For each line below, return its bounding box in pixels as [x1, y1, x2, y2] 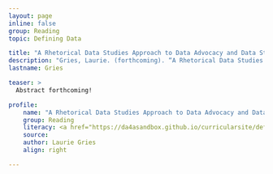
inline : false [8, 19, 57, 28]
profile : [8, 100, 38, 109]
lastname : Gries [8, 64, 63, 73]
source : [23, 131, 49, 139]
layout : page [8, 11, 53, 20]
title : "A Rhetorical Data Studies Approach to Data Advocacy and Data [8, 49, 256, 57]
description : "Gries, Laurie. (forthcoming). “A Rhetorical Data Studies [8, 57, 264, 65]
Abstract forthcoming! [15, 86, 93, 94]
